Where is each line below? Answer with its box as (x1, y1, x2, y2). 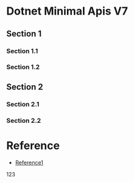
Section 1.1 (6, 47, 38, 55)
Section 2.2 (6, 116, 41, 125)
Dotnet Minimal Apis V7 (6, 4, 129, 18)
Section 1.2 (6, 63, 40, 71)
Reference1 (15, 159, 44, 166)
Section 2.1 (6, 100, 40, 108)
